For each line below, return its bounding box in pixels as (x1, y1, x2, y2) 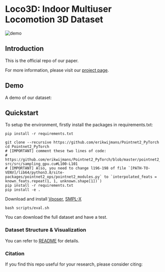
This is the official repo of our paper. (5, 58, 79, 64)
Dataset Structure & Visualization (5, 227, 86, 234)
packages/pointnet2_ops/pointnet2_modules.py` (5, 174, 102, 179)
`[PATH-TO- (128, 166, 151, 171)
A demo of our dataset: (5, 95, 52, 101)
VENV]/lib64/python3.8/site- (5, 170, 65, 175)
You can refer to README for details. (5, 238, 80, 243)
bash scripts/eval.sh (5, 205, 50, 210)
